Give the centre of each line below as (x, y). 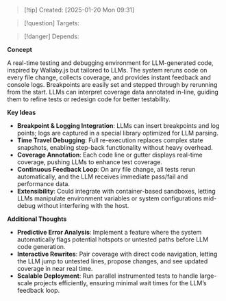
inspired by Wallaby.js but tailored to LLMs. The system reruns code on (107, 70)
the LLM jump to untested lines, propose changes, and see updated (112, 261)
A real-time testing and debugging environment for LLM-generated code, (110, 63)
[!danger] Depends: (51, 36)
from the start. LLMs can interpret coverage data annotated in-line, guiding (113, 92)
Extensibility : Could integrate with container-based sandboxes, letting (116, 191)
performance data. (43, 184)
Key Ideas (22, 113)
